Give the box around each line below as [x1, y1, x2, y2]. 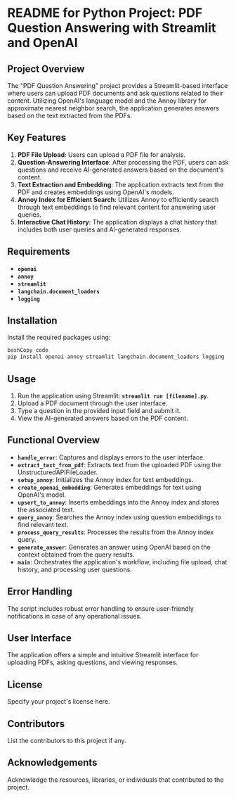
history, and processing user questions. [17, 565, 132, 574]
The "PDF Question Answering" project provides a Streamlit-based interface [7, 82, 228, 89]
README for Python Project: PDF [7, 5, 203, 21]
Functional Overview [7, 434, 100, 446]
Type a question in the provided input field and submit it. [17, 407, 181, 414]
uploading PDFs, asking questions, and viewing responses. [7, 658, 178, 666]
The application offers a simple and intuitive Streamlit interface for [7, 651, 199, 659]
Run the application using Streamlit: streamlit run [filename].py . [17, 392, 209, 400]
